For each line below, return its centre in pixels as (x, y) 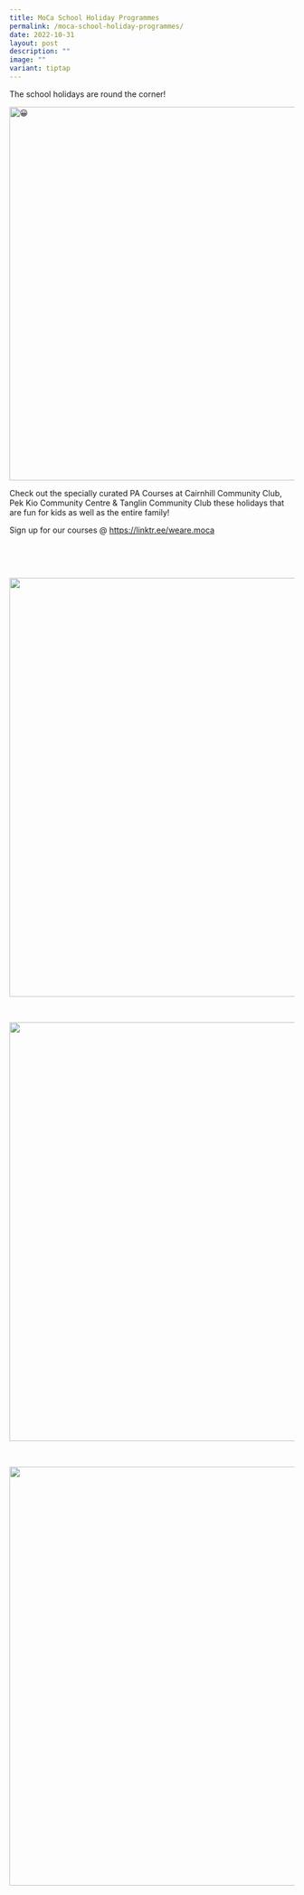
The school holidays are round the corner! (88, 94)
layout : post (34, 43)
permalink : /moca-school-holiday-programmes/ (96, 26)
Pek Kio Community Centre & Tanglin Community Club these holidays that (147, 503)
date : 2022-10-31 (42, 34)
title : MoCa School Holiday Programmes (85, 18)
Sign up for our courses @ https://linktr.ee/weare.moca (112, 530)
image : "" (28, 60)
